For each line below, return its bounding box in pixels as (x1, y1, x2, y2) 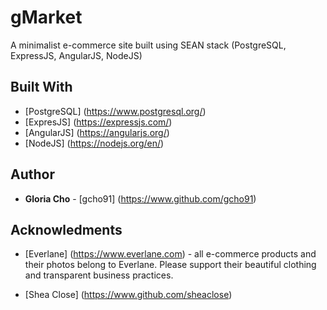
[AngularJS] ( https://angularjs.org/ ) (24, 126, 170, 138)
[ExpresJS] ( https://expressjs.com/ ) (24, 116, 173, 128)
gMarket (10, 6, 83, 29)
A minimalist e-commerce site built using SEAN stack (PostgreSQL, (10, 39, 287, 51)
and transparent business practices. (24, 269, 174, 281)
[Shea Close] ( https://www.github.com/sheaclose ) (24, 289, 233, 301)
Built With (10, 79, 73, 96)
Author (10, 166, 55, 183)
